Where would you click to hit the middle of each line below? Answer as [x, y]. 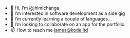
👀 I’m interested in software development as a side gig [68, 13]
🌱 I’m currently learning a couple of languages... [61, 19]
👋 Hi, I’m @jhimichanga [35, 8]
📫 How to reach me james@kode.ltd [49, 30]
